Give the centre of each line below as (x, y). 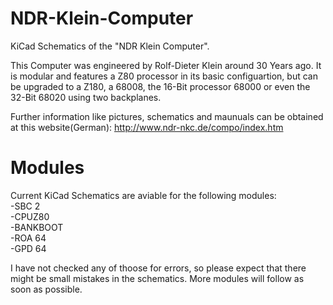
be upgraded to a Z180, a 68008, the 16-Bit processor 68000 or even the (160, 86)
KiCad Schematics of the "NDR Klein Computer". (110, 46)
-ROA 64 (28, 238)
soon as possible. (46, 289)
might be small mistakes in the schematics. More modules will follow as (157, 278)
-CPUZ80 (30, 216)
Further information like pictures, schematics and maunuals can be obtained (167, 116)
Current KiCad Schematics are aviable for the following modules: (143, 195)
